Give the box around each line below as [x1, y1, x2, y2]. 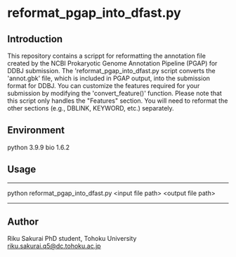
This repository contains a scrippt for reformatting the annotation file [7, 51, 206, 60]
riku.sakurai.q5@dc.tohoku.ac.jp [7, 242, 101, 251]
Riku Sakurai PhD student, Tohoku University [7, 234, 137, 243]
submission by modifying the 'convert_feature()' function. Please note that [7, 89, 223, 97]
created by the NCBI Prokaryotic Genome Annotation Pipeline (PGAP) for [7, 59, 218, 68]
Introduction [7, 33, 63, 45]
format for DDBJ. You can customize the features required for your [7, 82, 200, 89]
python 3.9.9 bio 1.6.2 [7, 143, 70, 151]
